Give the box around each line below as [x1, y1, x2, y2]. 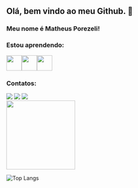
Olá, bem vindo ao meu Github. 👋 [6, 6, 133, 17]
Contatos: [6, 79, 37, 88]
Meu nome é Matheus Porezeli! [6, 24, 100, 33]
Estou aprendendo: [6, 41, 65, 50]
